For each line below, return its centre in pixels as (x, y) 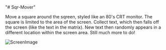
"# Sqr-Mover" (21, 7)
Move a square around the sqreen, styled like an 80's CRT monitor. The (79, 17)
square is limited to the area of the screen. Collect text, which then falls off (82, 22)
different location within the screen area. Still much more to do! (70, 32)
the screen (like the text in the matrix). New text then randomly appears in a (83, 27)
